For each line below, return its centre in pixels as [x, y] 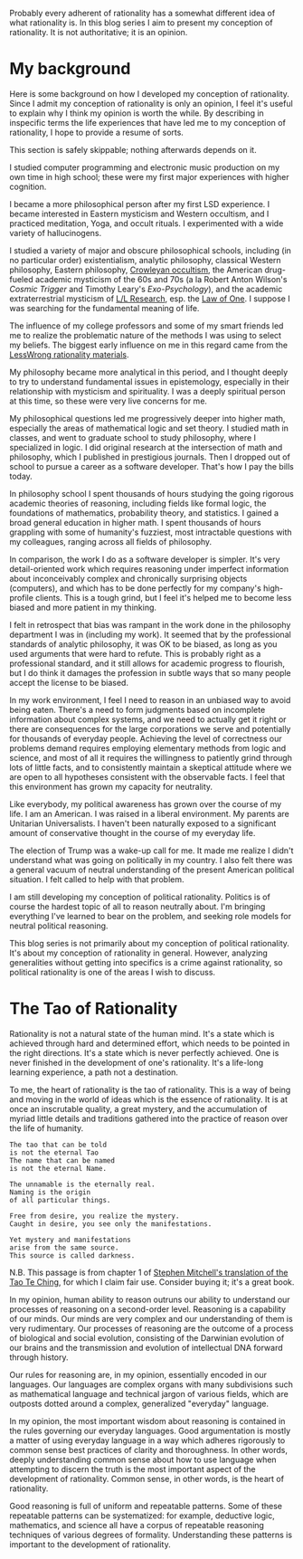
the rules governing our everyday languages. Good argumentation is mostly [150, 1431]
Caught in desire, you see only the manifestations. [111, 1224]
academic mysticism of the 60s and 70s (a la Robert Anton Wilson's [161, 279]
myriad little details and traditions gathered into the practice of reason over [149, 1118]
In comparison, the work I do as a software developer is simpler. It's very [145, 559]
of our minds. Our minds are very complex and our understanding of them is [151, 1318]
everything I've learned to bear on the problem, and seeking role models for [151, 916]
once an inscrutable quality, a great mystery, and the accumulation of [138, 1108]
